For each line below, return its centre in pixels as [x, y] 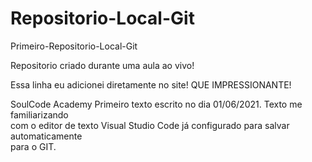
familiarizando [39, 114]
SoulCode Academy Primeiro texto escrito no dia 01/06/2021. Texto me [156, 104]
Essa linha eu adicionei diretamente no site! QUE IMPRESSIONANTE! [151, 84]
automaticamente [46, 136]
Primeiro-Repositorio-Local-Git [74, 46]
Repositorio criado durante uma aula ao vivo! [102, 65]
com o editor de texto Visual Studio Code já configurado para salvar [150, 125]
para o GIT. [33, 146]
